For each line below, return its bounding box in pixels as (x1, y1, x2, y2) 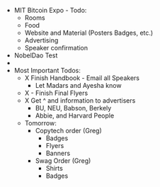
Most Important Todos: (13, 67, 81, 74)
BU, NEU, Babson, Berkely (35, 104, 112, 112)
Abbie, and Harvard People (35, 111, 115, 120)
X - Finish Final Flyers (24, 89, 88, 97)
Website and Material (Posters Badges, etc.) (24, 28, 154, 37)
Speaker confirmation (24, 44, 88, 52)
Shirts (45, 164, 64, 172)
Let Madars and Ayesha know (35, 81, 122, 89)
